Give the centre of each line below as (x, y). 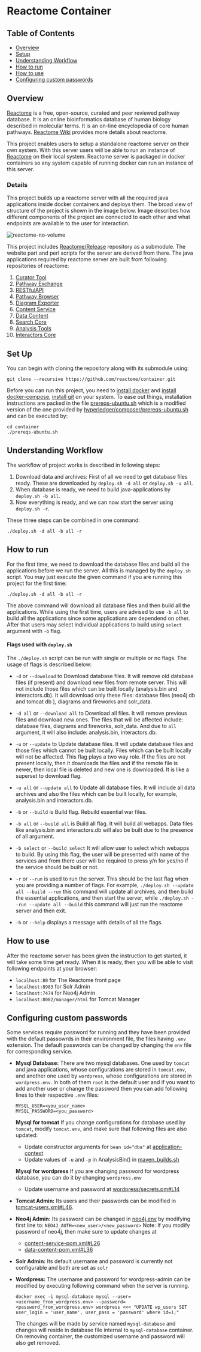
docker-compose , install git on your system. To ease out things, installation (99, 396)
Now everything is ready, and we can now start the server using (94, 502)
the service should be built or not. (57, 867)
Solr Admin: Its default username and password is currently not (94, 1261)
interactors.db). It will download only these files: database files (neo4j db (105, 695)
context (34, 1153)
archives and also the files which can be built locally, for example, (97, 793)
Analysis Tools (33, 329)
